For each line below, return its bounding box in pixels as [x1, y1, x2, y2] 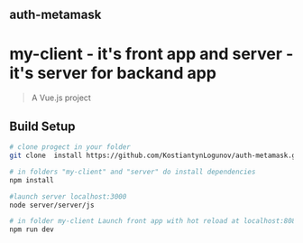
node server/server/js [9, 201, 95, 210]
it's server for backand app [9, 62, 216, 83]
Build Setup [9, 118, 76, 134]
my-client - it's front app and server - [9, 43, 294, 64]
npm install [9, 175, 54, 184]
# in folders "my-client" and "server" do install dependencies [9, 167, 256, 176]
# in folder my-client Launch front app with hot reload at [9, 217, 241, 226]
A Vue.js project [31, 92, 92, 103]
